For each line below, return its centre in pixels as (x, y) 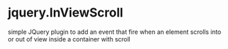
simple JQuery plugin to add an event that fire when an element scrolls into (115, 32)
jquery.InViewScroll (66, 13)
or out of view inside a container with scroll (69, 39)
